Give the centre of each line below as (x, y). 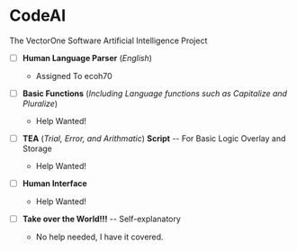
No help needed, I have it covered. (99, 237)
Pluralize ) (40, 103)
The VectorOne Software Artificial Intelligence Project (108, 40)
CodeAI (38, 16)
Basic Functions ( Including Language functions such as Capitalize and (155, 94)
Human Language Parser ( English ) (87, 58)
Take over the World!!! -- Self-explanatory (102, 219)
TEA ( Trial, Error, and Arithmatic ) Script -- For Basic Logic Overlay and (154, 139)
